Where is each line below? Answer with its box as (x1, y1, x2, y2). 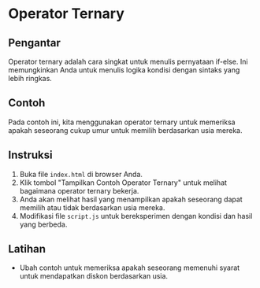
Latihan (8, 242, 46, 256)
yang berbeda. (19, 220, 68, 229)
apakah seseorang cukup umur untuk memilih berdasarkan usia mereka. (8, 125, 243, 135)
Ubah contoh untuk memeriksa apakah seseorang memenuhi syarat (19, 263, 240, 272)
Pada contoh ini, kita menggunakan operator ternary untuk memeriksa (8, 117, 236, 127)
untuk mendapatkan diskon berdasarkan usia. (19, 271, 168, 281)
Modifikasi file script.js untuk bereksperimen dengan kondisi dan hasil (19, 211, 253, 220)
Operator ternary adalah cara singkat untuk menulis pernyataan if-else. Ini (8, 57, 248, 66)
